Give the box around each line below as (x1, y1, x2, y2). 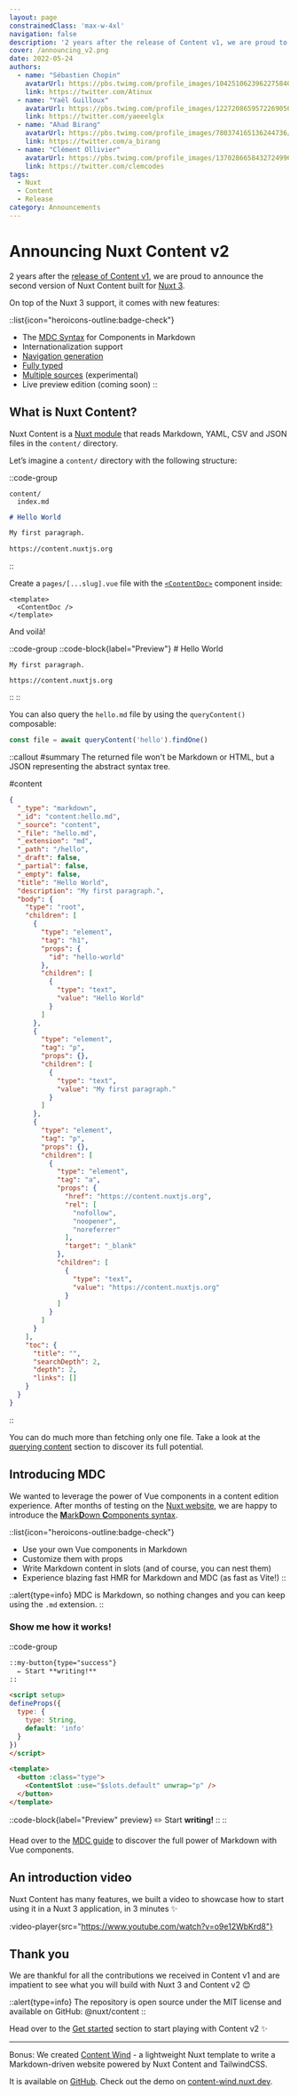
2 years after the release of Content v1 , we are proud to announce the (9, 270, 264, 281)
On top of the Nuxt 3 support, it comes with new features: (9, 297, 220, 307)
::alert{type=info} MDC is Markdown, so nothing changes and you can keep (9, 1589, 286, 1600)
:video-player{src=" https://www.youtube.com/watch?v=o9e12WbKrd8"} (9, 1921, 273, 1932)
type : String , (25, 1716, 77, 1725)
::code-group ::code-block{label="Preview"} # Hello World (9, 643, 223, 654)
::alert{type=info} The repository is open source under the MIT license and (9, 1996, 282, 2008)
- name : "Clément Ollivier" (17, 145, 122, 154)
